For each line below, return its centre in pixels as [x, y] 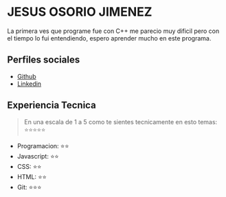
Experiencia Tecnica [52, 105]
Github [26, 76]
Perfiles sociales [44, 60]
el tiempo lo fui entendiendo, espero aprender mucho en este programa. [109, 38]
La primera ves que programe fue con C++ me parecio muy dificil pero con [113, 31]
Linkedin [29, 84]
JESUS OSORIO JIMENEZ [80, 12]
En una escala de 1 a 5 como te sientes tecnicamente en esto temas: [121, 121]
